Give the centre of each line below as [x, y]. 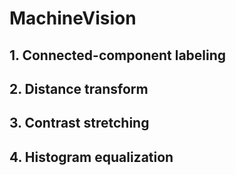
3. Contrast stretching [79, 123]
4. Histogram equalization [91, 157]
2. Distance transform [79, 88]
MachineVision [73, 18]
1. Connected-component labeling [118, 55]
